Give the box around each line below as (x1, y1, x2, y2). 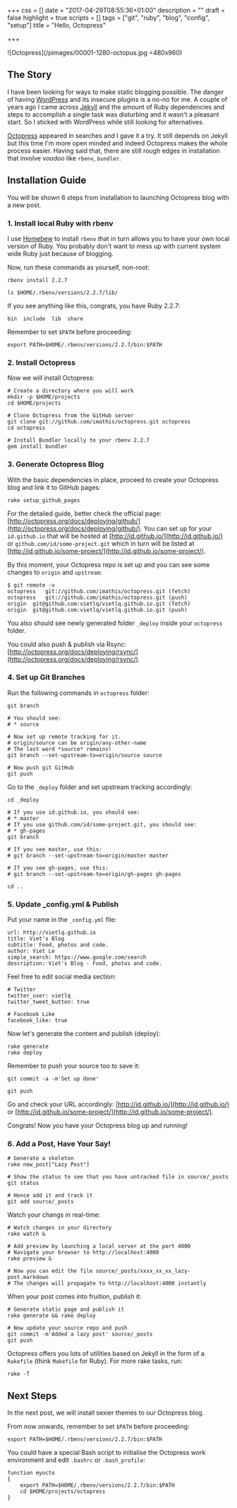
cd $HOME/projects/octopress (20, 1488, 106, 1495)
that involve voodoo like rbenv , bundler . (7, 153, 121, 162)
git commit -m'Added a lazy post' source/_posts (7, 1331, 153, 1338)
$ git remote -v (7, 581, 55, 589)
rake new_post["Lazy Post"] (7, 1161, 90, 1169)
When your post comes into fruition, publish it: (7, 1292, 142, 1301)
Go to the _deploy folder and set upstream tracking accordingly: (7, 783, 193, 791)
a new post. (7, 201, 42, 209)
